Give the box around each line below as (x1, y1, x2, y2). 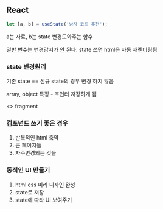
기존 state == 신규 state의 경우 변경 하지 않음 (6, 77, 114, 85)
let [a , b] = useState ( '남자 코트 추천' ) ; (6, 21, 108, 27)
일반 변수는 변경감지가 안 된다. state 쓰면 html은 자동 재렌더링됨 (6, 46, 158, 53)
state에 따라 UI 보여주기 (15, 196, 72, 204)
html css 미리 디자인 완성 (15, 181, 75, 188)
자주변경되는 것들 (15, 149, 57, 157)
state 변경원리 (6, 62, 47, 71)
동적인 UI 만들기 (6, 166, 50, 174)
